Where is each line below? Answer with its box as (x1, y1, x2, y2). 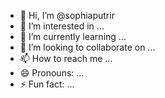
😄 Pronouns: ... (19, 67, 85, 79)
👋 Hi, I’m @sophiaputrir (19, 10, 115, 21)
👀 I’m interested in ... (19, 20, 105, 32)
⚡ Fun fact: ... (19, 78, 75, 90)
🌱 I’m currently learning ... (19, 31, 127, 42)
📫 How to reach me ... (19, 53, 113, 64)
